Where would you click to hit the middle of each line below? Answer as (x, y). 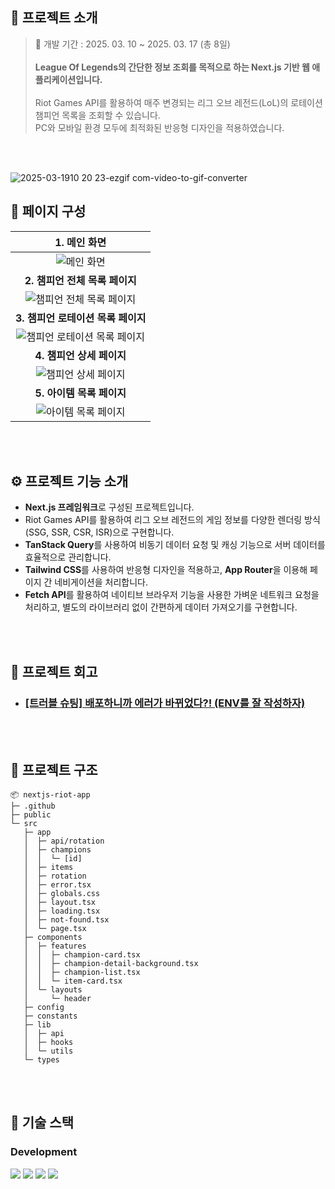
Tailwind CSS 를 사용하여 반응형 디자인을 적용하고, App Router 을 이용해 (166, 570)
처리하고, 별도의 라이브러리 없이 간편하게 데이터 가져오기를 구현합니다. (161, 607)
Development (44, 1152)
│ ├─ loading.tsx (62, 911)
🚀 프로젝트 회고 (54, 671)
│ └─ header (57, 998)
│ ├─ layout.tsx (60, 902)
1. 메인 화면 (80, 242)
